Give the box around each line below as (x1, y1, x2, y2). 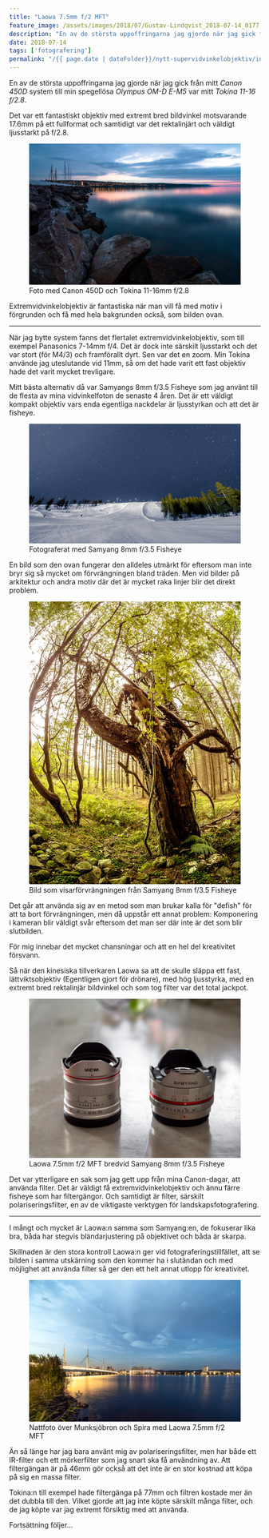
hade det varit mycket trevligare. (9, 367, 116, 376)
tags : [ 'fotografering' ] (9, 46, 92, 55)
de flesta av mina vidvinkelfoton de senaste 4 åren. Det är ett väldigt (9, 391, 234, 400)
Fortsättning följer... (9, 1520, 73, 1529)
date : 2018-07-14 (9, 38, 67, 46)
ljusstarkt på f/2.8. (9, 128, 69, 137)
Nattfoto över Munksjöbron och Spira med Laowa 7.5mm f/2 (29, 1422, 226, 1432)
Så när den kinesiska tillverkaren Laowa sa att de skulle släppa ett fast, (9, 966, 242, 976)
